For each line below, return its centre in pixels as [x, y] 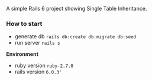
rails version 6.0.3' [38, 72]
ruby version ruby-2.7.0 [44, 66]
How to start [24, 24]
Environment [22, 54]
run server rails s [37, 43]
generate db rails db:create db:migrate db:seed [75, 36]
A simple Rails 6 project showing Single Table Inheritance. [77, 9]
